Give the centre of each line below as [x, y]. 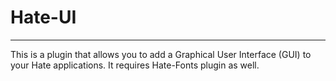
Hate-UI [43, 17]
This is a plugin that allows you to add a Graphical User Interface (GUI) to [161, 54]
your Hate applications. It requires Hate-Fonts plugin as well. [135, 65]
